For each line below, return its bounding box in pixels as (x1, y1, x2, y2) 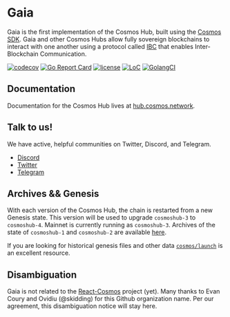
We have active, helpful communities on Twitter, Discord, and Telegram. (7, 140, 212, 148)
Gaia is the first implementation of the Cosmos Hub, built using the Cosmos (7, 28, 222, 36)
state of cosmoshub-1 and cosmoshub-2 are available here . (7, 228, 167, 236)
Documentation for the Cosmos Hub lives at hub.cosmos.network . (7, 102, 195, 110)
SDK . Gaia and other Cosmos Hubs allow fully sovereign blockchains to (7, 35, 210, 43)
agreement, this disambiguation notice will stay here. (7, 302, 157, 310)
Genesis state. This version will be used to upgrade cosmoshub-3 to (7, 213, 196, 222)
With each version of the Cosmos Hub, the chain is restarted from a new (7, 206, 213, 215)
